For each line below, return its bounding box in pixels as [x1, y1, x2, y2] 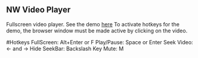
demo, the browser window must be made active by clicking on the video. [6, 27, 188, 34]
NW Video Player [6, 5, 71, 15]
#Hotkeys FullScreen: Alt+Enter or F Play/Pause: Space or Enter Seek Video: [6, 38, 193, 45]
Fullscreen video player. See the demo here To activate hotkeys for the [6, 20, 180, 28]
